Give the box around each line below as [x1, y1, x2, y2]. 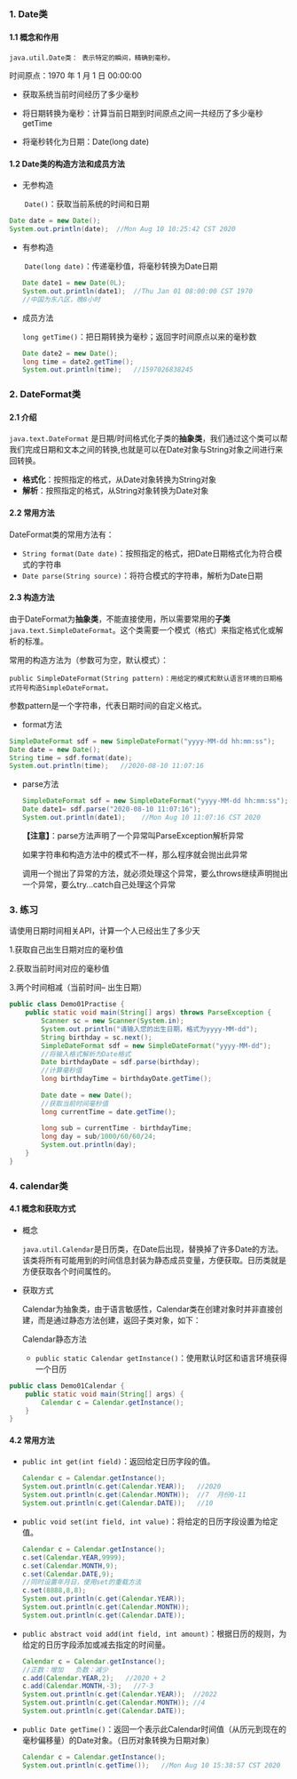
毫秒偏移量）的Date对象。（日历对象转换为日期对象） [21, 1735, 215, 1745]
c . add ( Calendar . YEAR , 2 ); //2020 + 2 [21, 1673, 166, 1682]
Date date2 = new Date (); [21, 349, 118, 357]
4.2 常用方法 [9, 1434, 55, 1446]
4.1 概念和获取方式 [9, 1203, 76, 1214]
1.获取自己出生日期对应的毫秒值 [9, 944, 124, 955]
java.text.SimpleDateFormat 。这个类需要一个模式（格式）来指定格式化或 [9, 624, 277, 635]
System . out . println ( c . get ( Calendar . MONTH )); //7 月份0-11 [21, 1491, 246, 1500]
